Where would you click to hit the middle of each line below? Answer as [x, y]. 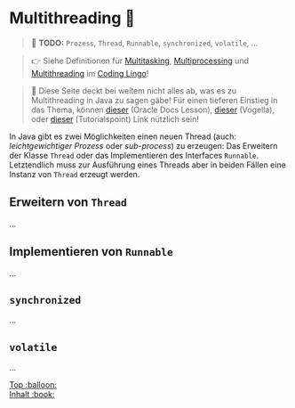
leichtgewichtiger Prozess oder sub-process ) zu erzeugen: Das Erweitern [144, 145]
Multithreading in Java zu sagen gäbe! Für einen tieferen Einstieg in [154, 100]
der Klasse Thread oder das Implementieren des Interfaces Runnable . [134, 155]
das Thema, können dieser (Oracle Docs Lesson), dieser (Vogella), [153, 110]
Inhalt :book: [32, 395]
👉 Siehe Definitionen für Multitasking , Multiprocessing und [140, 61]
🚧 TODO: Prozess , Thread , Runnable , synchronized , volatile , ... [144, 43]
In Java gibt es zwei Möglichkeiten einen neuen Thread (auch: [123, 136]
